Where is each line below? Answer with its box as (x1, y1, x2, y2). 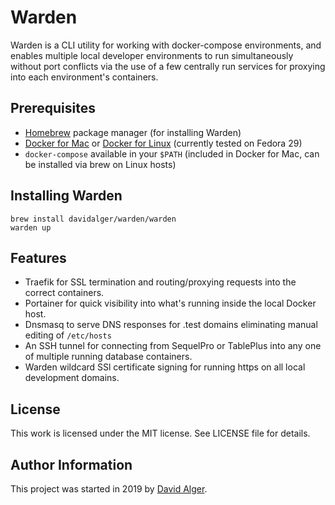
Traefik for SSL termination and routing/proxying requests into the (24, 276, 297, 288)
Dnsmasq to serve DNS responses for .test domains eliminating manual (24, 319, 318, 331)
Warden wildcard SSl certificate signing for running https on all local (24, 361, 306, 373)
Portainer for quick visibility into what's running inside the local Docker (24, 297, 317, 310)
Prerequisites (10, 100, 96, 117)
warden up (10, 222, 52, 233)
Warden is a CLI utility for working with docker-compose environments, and (10, 39, 322, 51)
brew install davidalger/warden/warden (10, 214, 177, 224)
